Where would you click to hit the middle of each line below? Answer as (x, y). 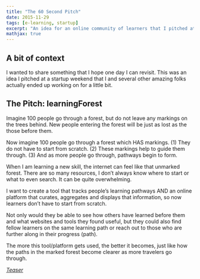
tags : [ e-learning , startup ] (42, 23)
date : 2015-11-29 (28, 17)
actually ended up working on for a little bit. (60, 85)
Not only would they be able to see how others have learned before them (96, 215)
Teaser (15, 269)
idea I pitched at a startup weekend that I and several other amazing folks (96, 79)
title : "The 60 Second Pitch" (44, 12)
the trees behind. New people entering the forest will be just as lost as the (97, 124)
